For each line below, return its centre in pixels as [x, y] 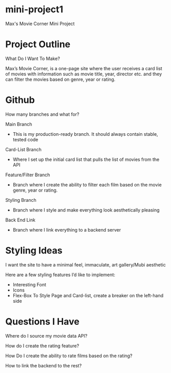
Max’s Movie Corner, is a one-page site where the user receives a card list [84, 68]
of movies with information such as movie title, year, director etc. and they [84, 74]
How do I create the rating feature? [42, 346]
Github [20, 100]
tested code [25, 139]
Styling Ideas [34, 251]
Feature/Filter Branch [28, 175]
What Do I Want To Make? [33, 58]
